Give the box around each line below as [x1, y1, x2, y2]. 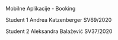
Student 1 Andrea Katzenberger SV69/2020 [5, 16, 112, 23]
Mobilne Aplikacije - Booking [5, 5, 76, 12]
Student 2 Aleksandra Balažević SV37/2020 [5, 28, 113, 35]
